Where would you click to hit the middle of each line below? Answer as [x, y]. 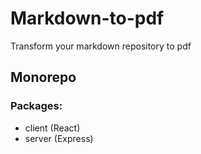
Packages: [36, 106]
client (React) [52, 128]
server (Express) [59, 138]
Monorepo [43, 77]
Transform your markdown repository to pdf [101, 46]
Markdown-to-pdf [87, 18]
